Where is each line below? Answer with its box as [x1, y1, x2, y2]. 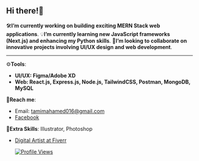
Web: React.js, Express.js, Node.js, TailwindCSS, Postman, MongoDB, [14, 78, 191, 85]
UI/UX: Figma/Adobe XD [14, 72, 76, 79]
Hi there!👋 [6, 6, 44, 16]
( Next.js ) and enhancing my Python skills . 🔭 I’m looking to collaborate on [6, 37, 187, 44]
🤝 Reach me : [6, 96, 37, 103]
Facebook [14, 114, 40, 121]
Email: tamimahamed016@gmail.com [14, 107, 105, 114]
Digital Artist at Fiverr [14, 137, 67, 144]
